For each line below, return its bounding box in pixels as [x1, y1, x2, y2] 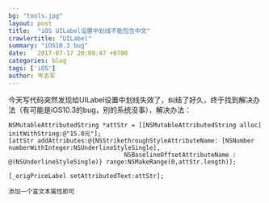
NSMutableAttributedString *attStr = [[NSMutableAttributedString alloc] [8, 121, 263, 129]
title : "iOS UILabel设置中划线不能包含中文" [8, 27, 151, 35]
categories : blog [8, 57, 67, 65]
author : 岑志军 [8, 72, 56, 80]
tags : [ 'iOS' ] [8, 64, 57, 72]
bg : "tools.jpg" [8, 11, 63, 20]
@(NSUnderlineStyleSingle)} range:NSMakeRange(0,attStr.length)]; [8, 158, 237, 166]
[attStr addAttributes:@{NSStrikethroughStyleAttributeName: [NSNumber [8, 136, 254, 145]
